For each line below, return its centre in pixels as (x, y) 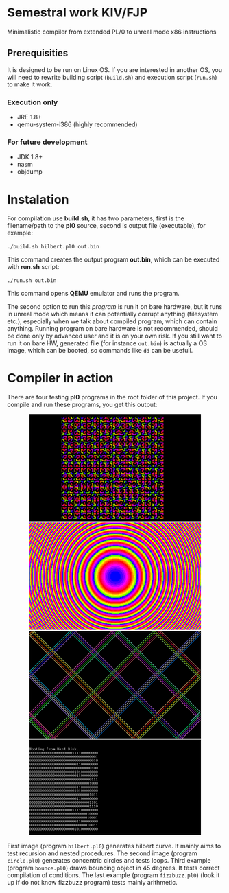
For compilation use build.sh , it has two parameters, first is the (96, 218)
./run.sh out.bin (32, 281)
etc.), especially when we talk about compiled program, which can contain (112, 321)
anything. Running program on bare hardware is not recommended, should (112, 329)
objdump (29, 172)
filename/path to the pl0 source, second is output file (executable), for (106, 226)
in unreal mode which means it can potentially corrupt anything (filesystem (113, 314)
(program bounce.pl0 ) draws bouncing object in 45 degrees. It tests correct (113, 868)
